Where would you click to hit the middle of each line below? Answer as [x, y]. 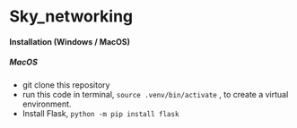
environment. [47, 104]
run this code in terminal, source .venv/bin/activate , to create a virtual [155, 94]
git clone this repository [66, 85]
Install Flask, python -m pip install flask [100, 113]
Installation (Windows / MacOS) [70, 41]
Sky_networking [71, 17]
